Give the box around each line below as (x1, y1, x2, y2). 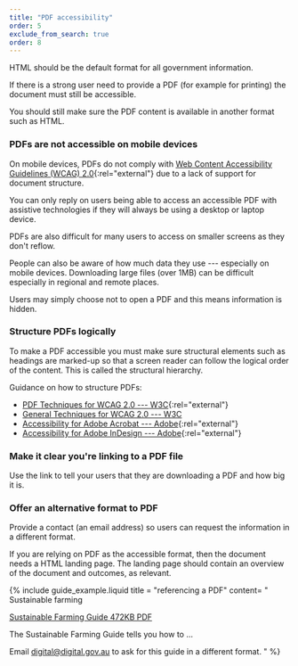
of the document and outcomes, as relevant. (9, 568, 172, 579)
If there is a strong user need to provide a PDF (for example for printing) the (9, 79, 286, 90)
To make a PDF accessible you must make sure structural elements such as (9, 345, 286, 357)
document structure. (9, 177, 85, 188)
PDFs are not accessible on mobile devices (9, 138, 198, 151)
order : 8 (9, 37, 42, 47)
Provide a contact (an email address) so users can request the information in (9, 522, 290, 533)
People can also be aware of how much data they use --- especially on (9, 258, 270, 268)
